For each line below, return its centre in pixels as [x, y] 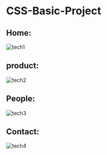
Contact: [23, 132]
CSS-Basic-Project [54, 11]
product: [23, 66]
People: [21, 99]
